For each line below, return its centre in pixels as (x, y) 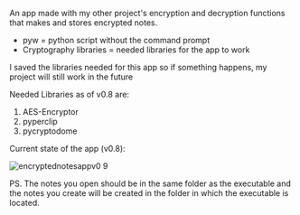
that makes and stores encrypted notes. (84, 23)
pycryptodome (50, 131)
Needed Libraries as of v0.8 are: (69, 94)
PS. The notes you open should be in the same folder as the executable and (150, 183)
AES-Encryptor (51, 112)
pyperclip (40, 122)
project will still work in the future (71, 77)
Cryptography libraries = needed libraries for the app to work (136, 50)
